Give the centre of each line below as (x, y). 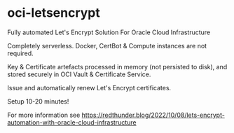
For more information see (44, 115)
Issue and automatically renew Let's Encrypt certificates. (89, 87)
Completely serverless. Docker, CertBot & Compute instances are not (107, 45)
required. (20, 53)
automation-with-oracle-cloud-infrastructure (72, 122)
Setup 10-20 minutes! (38, 101)
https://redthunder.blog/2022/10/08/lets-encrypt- (153, 115)
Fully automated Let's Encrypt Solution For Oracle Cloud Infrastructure (109, 32)
